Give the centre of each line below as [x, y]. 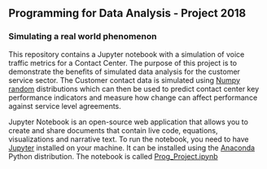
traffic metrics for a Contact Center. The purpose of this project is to [123, 63]
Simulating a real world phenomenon [83, 37]
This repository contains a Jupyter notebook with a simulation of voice [127, 54]
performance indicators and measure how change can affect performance [133, 97]
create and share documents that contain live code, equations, [113, 130]
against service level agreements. [65, 106]
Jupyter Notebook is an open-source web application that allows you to [128, 122]
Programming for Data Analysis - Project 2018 [127, 13]
